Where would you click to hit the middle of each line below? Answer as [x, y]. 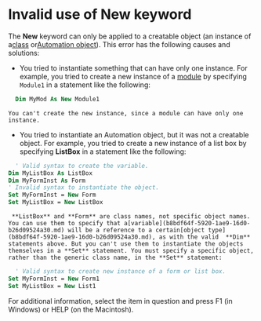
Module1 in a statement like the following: [85, 85]
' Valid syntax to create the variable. [82, 166]
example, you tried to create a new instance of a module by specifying [133, 76]
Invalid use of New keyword [100, 15]
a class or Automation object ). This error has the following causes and [119, 44]
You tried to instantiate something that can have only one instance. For [134, 67]
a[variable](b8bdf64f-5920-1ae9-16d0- [187, 224]
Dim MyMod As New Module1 [58, 99]
